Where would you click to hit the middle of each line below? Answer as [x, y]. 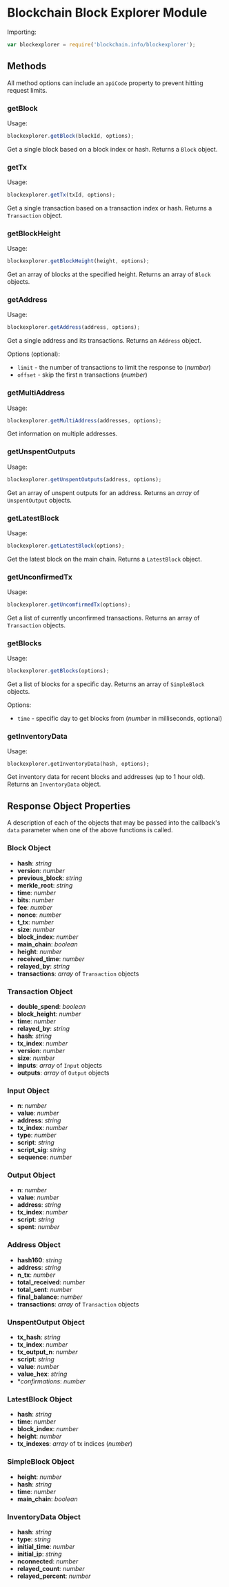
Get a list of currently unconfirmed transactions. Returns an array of [103, 618]
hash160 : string [39, 1260]
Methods [27, 66]
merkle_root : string [45, 885]
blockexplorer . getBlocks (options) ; [58, 671]
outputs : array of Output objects [63, 1073]
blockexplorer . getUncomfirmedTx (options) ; [69, 605]
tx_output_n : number [47, 1352]
